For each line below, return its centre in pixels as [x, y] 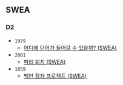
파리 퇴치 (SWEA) [45, 62]
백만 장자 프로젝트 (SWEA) [55, 76]
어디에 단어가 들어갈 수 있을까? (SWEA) [70, 47]
